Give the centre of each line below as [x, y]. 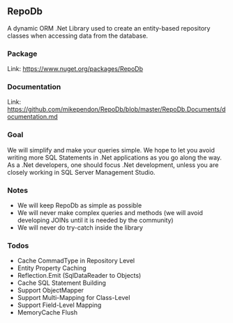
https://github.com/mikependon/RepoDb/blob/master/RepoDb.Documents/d [116, 109]
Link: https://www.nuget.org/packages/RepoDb [75, 69]
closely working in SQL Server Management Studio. [81, 172]
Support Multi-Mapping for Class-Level [74, 298]
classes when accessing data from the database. [78, 36]
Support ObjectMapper [51, 290]
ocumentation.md [32, 117]
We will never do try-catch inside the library [80, 228]
